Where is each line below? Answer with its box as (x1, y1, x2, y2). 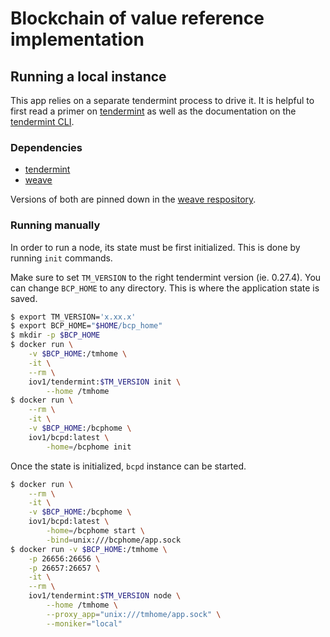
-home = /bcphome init (46, 442, 132, 452)
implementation (10, 28, 145, 51)
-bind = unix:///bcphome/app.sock (46, 535, 182, 545)
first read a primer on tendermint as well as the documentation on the (10, 105, 297, 117)
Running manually (10, 218, 101, 232)
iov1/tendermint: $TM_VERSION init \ (28, 377, 182, 387)
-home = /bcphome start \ (46, 526, 145, 536)
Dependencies (10, 140, 83, 154)
